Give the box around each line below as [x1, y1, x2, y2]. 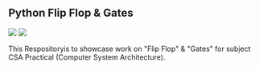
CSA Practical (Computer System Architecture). [8, 52, 166, 62]
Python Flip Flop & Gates [8, 6, 134, 20]
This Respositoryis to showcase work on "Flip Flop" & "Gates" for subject [8, 44, 251, 53]
